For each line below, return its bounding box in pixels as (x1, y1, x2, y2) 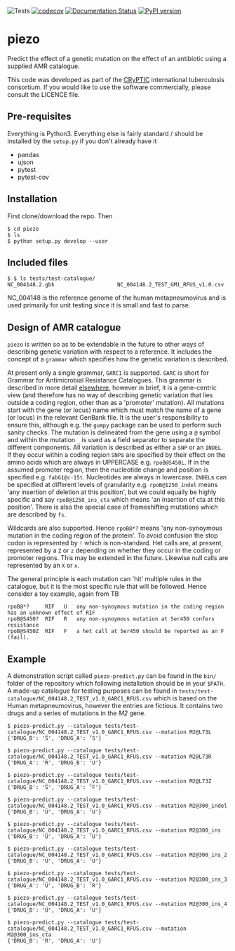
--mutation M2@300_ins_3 (154, 876, 228, 883)
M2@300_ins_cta (7, 931, 52, 938)
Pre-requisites (7, 111, 72, 123)
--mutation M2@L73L (154, 729, 212, 736)
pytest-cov (17, 173, 49, 181)
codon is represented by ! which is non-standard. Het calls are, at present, (7, 539, 223, 547)
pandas (17, 150, 40, 159)
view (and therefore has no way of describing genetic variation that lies (7, 391, 213, 399)
